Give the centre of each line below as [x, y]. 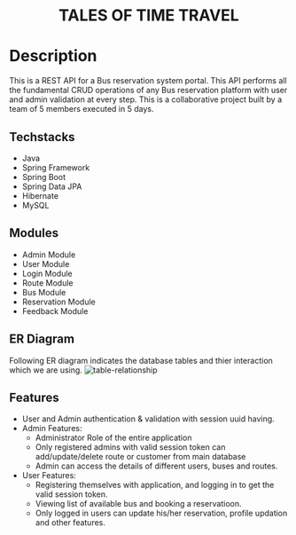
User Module [46, 264]
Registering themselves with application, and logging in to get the [155, 485]
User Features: [49, 476]
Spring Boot [44, 177]
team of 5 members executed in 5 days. [82, 109]
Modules [34, 233]
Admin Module [49, 255]
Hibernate [40, 195]
